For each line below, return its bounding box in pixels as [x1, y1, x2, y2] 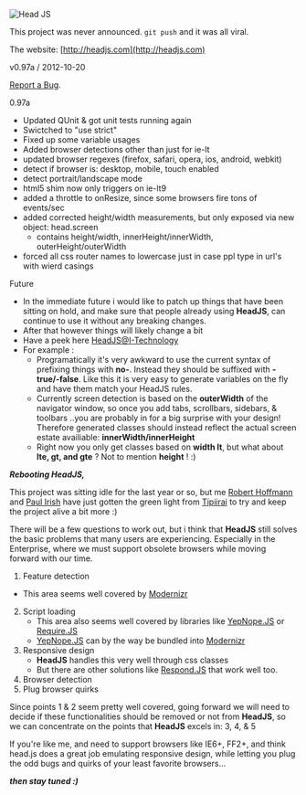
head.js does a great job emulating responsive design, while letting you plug [9, 748, 296, 758]
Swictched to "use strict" [22, 124, 117, 135]
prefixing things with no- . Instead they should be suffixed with [36, 364, 271, 375]
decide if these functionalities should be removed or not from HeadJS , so [9, 711, 286, 722]
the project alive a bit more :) [9, 506, 118, 516]
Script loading [22, 606, 76, 617]
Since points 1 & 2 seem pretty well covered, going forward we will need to [9, 702, 290, 712]
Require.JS [36, 626, 79, 636]
